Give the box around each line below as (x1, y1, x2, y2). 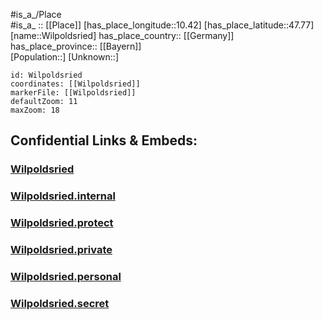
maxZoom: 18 (10, 105, 60, 115)
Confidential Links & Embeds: (10, 132, 198, 149)
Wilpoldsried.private (10, 243, 113, 257)
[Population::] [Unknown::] (10, 51, 120, 63)
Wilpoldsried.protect (10, 216, 114, 230)
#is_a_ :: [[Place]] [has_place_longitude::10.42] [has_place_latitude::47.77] (10, 19, 315, 31)
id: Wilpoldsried (10, 70, 83, 80)
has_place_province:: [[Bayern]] (10, 40, 142, 52)
